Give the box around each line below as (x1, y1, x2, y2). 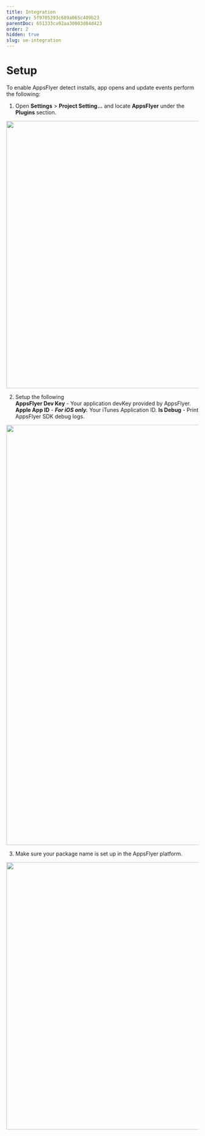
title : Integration (6, 9, 56, 15)
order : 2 (6, 26, 29, 32)
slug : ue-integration (6, 37, 62, 43)
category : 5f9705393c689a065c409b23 (6, 15, 99, 21)
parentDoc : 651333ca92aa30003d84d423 (6, 20, 103, 26)
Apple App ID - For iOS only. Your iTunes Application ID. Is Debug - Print (15, 406, 199, 413)
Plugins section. (15, 108, 57, 116)
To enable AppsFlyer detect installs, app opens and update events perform (6, 84, 195, 91)
